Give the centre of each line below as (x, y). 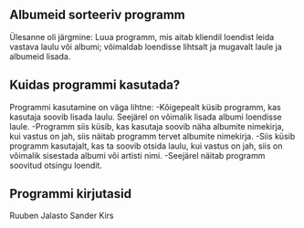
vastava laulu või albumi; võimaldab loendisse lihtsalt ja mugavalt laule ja (146, 47)
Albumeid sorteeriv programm (97, 15)
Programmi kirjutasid (71, 194)
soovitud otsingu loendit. (56, 165)
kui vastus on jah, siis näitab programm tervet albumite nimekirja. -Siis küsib (152, 136)
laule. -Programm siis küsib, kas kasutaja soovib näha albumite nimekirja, (147, 126)
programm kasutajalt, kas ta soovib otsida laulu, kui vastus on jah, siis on (146, 146)
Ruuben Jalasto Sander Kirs (62, 216)
